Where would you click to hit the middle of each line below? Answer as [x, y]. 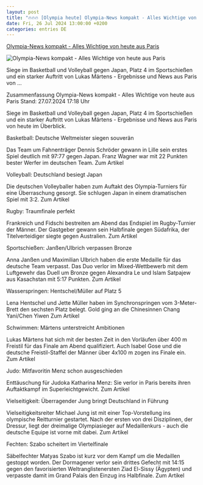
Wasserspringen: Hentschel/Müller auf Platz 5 [64, 291]
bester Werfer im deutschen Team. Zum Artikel [65, 163]
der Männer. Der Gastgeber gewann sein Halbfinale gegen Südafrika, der [98, 230]
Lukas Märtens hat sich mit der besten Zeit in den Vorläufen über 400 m [97, 340]
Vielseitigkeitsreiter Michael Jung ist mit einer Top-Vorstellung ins [88, 413]
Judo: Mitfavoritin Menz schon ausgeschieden [65, 371]
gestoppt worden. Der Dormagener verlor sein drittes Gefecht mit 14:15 [95, 462]
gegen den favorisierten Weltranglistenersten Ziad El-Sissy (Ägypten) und [99, 469]
